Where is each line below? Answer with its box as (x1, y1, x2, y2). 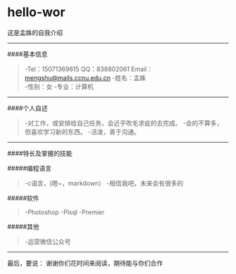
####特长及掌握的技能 (7, 149, 72, 157)
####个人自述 (7, 103, 48, 112)
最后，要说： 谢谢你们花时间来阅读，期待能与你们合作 (7, 259, 163, 267)
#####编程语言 (7, 164, 52, 172)
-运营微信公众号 (24, 237, 72, 246)
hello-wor (7, 4, 65, 20)
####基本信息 (7, 50, 48, 58)
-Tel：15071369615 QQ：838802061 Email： (24, 65, 153, 73)
